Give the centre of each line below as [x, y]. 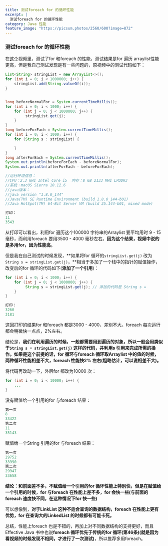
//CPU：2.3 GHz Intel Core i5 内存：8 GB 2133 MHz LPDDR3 [66, 181]
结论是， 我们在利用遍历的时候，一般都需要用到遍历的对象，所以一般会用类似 [84, 342]
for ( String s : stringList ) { [47, 139]
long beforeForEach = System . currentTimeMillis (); [59, 130]
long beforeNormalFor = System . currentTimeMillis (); [61, 102]
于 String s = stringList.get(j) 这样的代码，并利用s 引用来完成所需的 [78, 348]
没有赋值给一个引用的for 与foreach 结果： [48, 400]
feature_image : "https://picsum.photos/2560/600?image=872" [69, 29]
